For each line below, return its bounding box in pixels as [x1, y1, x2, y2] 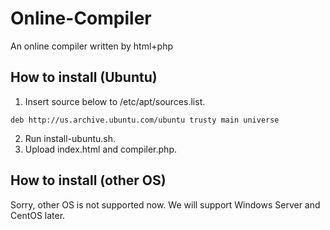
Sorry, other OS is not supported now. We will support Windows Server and [10, 198, 321, 211]
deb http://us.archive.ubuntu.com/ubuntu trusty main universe [10, 115, 280, 125]
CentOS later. [10, 209, 66, 221]
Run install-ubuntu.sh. [24, 132, 117, 144]
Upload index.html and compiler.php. [24, 143, 177, 155]
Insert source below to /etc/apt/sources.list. [24, 95, 206, 107]
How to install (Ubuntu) [10, 69, 158, 86]
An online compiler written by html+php [10, 40, 174, 52]
